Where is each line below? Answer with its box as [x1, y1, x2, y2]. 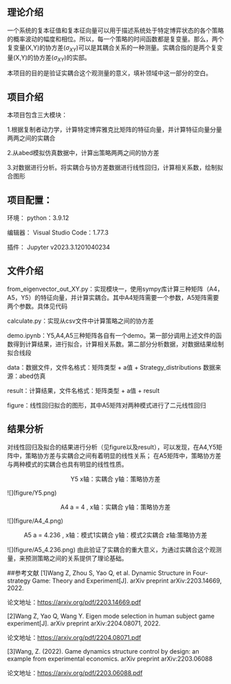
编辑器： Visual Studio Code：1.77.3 [7, 228, 109, 237]
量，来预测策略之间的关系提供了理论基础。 [7, 554, 128, 562]
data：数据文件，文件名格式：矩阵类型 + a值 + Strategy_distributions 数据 [7, 363, 215, 371]
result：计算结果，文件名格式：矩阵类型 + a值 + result [7, 386, 160, 394]
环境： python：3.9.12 [7, 214, 69, 222]
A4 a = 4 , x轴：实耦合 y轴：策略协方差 [60, 503, 171, 511]
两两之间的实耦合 [7, 134, 56, 143]
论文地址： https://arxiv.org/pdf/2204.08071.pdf [7, 633, 142, 641]
